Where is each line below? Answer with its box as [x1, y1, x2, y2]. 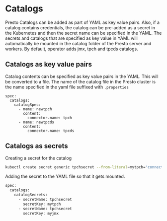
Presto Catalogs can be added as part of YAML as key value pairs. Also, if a [5, 19, 160, 25]
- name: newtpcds [18, 120, 55, 125]
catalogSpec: [14, 102, 41, 107]
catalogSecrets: [14, 192, 48, 198]
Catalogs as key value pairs [5, 60, 92, 69]
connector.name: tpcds [27, 128, 75, 133]
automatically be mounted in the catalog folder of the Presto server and [5, 40, 152, 46]
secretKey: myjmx [23, 211, 59, 216]
